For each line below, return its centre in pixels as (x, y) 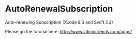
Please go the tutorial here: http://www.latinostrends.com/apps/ (68, 31)
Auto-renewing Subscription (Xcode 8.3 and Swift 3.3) (59, 22)
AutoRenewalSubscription (59, 9)
